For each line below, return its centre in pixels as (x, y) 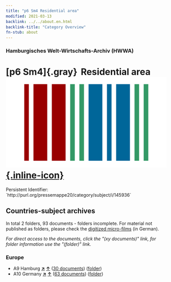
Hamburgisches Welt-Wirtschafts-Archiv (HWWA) (70, 51)
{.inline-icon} (35, 175)
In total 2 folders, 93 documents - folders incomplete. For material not (79, 223)
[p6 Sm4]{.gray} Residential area (78, 72)
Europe (15, 257)
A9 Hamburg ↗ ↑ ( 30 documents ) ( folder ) (57, 269)
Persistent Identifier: (27, 190)
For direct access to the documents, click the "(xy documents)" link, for (81, 239)
